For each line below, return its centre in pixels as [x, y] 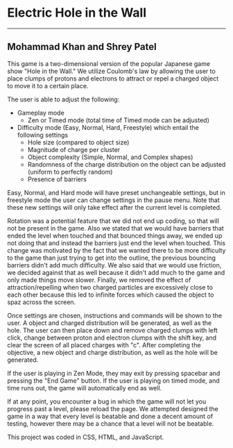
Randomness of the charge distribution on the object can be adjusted [127, 164]
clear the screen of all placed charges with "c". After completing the [104, 345]
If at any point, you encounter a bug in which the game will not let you [107, 401]
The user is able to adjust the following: [63, 99]
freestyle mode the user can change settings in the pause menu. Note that [113, 200]
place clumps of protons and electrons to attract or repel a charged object [113, 78]
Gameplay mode [41, 113]
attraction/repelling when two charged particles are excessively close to [110, 287]
